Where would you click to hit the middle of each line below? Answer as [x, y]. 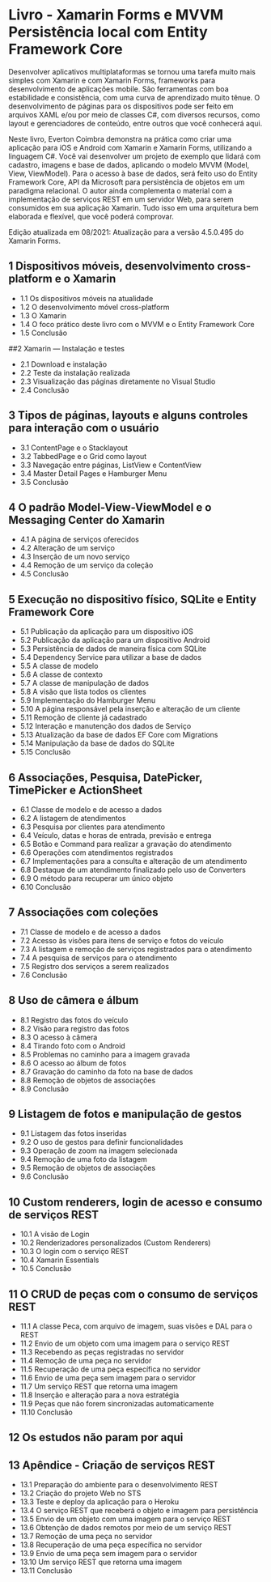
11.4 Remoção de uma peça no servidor [86, 1361]
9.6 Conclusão [44, 1176]
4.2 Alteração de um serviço [68, 548]
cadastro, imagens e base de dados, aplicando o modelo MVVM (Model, [129, 164]
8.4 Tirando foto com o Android [72, 1045]
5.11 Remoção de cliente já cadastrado [83, 717]
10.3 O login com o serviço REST [74, 1252]
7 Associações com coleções [84, 912]
